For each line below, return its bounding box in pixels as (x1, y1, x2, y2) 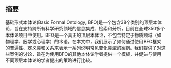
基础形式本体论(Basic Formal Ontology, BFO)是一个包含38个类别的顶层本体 (5, 19, 162, 25)
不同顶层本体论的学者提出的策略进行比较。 (5, 57, 95, 63)
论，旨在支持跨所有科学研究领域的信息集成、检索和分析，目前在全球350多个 (5, 25, 165, 31)
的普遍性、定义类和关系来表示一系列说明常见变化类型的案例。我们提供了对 (5, 45, 161, 51)
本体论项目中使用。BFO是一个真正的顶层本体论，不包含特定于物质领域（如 (5, 32, 162, 38)
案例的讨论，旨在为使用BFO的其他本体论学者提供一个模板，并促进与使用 (9, 51, 162, 57)
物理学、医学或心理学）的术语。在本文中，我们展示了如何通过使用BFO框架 (5, 38, 162, 44)
